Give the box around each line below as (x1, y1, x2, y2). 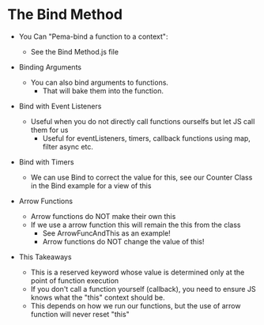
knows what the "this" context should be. (30, 293, 165, 302)
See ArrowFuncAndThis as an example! (42, 228, 171, 238)
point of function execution (30, 275, 119, 285)
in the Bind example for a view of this (30, 180, 152, 191)
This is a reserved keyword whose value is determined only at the (30, 267, 245, 277)
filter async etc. (42, 142, 94, 151)
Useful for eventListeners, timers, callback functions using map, (42, 133, 251, 143)
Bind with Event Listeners (18, 101, 102, 111)
